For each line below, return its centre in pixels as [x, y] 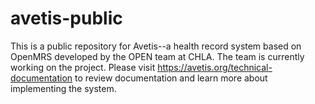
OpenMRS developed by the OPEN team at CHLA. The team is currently [157, 56]
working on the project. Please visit [83, 67]
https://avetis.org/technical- [215, 67]
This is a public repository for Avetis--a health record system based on [156, 46]
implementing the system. [63, 88]
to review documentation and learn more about [171, 78]
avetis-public [66, 18]
